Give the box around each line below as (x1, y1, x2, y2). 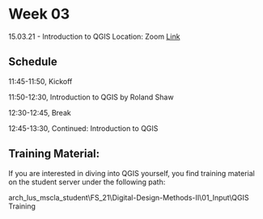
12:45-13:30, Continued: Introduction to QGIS (8, 123, 159, 133)
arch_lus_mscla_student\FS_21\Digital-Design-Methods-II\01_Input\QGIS (8, 192, 249, 202)
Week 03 (8, 5, 70, 23)
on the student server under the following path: (8, 177, 166, 187)
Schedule (8, 55, 58, 69)
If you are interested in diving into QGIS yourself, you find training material (8, 168, 255, 178)
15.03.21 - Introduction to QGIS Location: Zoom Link (8, 32, 180, 41)
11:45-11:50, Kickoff (8, 76, 73, 86)
